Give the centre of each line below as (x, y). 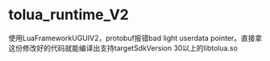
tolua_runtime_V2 (69, 15)
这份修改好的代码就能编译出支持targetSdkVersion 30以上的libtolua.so (123, 48)
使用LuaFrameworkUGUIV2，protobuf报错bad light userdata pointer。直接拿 (135, 38)
